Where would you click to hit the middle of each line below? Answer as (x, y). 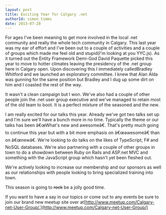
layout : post (19, 10)
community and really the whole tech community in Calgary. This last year (81, 43)
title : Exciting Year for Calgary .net (46, 14)
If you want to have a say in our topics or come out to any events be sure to (82, 197)
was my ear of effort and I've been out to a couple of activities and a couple (83, 48)
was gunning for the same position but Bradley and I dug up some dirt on (80, 80)
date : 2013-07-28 (23, 23)
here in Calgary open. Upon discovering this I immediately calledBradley (79, 69)
